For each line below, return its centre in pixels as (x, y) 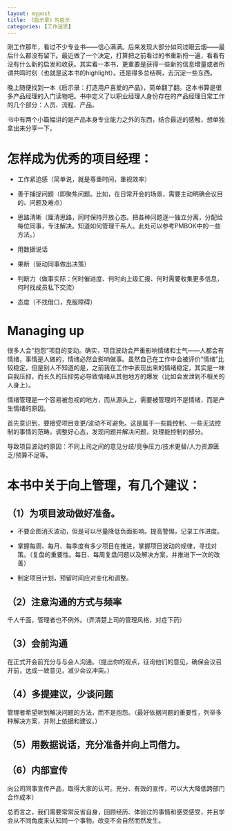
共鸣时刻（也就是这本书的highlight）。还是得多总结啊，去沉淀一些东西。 (114, 73)
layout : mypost (29, 13)
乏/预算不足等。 (30, 455)
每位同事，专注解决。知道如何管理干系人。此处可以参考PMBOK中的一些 (119, 226)
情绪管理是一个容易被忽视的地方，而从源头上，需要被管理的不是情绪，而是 (113, 400)
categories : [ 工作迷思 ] (39, 26)
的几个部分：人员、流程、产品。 (52, 105)
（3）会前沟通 (37, 644)
